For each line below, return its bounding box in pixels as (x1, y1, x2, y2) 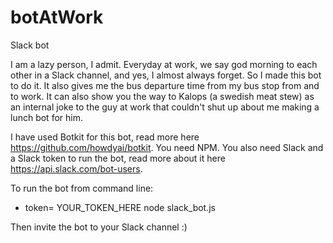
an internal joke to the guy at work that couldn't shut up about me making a (10, 101, 320, 113)
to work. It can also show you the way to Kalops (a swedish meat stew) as (10, 90, 315, 102)
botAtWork (10, 6, 104, 29)
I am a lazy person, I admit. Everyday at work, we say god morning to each (10, 58, 318, 70)
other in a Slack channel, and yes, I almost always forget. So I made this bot (10, 69, 322, 81)
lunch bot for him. (10, 111, 83, 123)
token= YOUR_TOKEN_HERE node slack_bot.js (24, 201, 217, 213)
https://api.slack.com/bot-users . (10, 162, 143, 175)
